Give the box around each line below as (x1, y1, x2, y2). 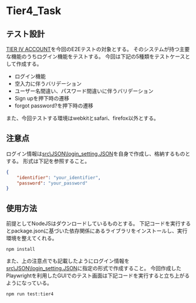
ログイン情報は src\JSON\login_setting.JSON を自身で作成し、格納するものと (6, 150, 191, 157)
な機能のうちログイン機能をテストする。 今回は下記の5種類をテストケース (6, 53, 185, 60)
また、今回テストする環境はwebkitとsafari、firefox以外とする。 (6, 115, 160, 122)
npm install (6, 247, 35, 253)
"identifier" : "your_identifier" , (16, 174, 101, 180)
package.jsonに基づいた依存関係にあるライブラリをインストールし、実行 (11, 227, 188, 234)
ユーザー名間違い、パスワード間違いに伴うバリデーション (14, 87, 154, 95)
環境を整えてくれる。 (6, 235, 58, 242)
